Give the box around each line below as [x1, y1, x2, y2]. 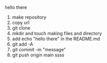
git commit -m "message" [12, 47, 66, 52]
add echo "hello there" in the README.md [12, 36, 100, 42]
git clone [12, 25, 31, 31]
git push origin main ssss [12, 52, 64, 58]
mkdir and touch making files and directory [12, 30, 102, 36]
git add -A [12, 41, 33, 47]
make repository [12, 14, 47, 20]
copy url [12, 20, 30, 25]
